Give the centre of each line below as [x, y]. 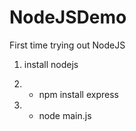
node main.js [65, 115]
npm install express [78, 94]
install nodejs [51, 64]
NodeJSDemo [68, 17]
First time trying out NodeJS [67, 45]
